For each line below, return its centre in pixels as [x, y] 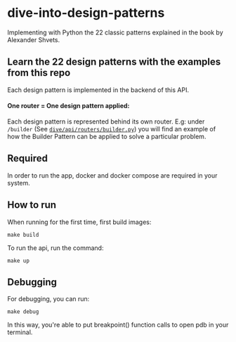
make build [23, 235]
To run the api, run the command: [55, 248]
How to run [32, 205]
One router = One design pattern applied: [68, 106]
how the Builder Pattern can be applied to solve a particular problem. [107, 136]
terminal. [20, 332]
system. [19, 183]
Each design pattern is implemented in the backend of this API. [98, 90]
